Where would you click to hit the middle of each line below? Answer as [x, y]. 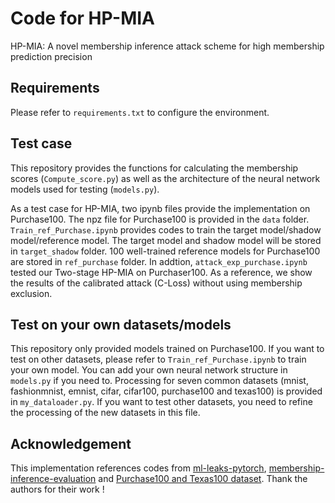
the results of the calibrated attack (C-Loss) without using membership [156, 283]
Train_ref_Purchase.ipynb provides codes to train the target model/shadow [166, 229]
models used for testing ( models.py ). [85, 189]
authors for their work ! [57, 489]
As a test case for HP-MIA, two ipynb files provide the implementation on [160, 208]
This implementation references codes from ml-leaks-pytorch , [138, 468]
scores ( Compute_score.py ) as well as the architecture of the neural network [165, 178]
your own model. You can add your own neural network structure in [149, 370]
